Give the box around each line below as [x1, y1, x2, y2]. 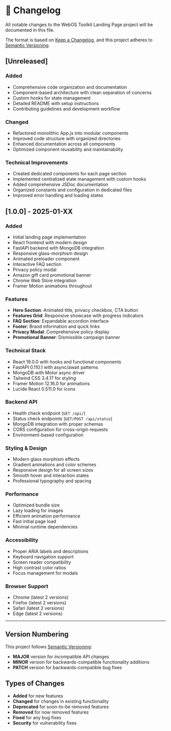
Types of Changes [5, 679, 65, 688]
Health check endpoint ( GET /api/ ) [12, 410, 85, 416]
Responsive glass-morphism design [12, 250, 88, 256]
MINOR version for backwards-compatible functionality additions [12, 659, 150, 665]
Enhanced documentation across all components [12, 140, 116, 147]
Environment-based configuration [12, 431, 84, 438]
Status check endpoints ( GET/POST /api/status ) [12, 416, 113, 422]
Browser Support [5, 582, 48, 590]
